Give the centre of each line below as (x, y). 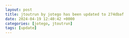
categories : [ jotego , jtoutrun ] (39, 23)
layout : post (19, 10)
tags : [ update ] (21, 28)
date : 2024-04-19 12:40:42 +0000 (40, 19)
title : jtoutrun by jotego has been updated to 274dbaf (64, 14)
